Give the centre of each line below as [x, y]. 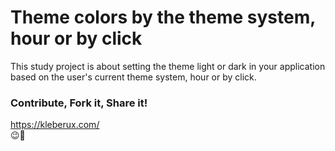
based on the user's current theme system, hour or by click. [133, 77]
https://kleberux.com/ [55, 125]
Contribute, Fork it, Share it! [79, 103]
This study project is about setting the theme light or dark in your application [168, 66]
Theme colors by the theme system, [163, 17]
